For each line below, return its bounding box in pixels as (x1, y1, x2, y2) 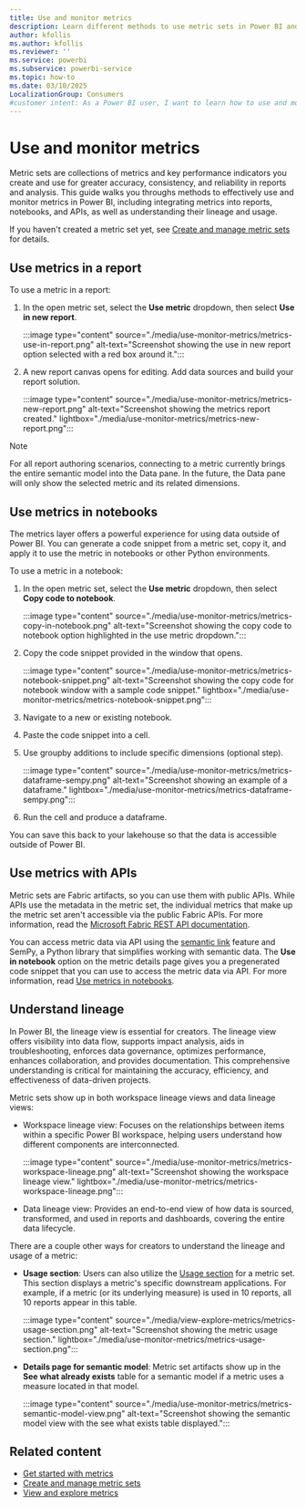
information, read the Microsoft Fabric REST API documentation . (9, 919, 250, 930)
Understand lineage (9, 1002, 125, 1017)
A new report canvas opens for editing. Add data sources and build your (22, 367, 294, 378)
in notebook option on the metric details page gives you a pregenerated (9, 955, 280, 967)
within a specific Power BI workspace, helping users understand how (22, 1128, 282, 1140)
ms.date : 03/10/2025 (9, 81, 88, 90)
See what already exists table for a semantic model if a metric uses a (22, 1370, 284, 1382)
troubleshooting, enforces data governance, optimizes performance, (9, 1045, 267, 1056)
